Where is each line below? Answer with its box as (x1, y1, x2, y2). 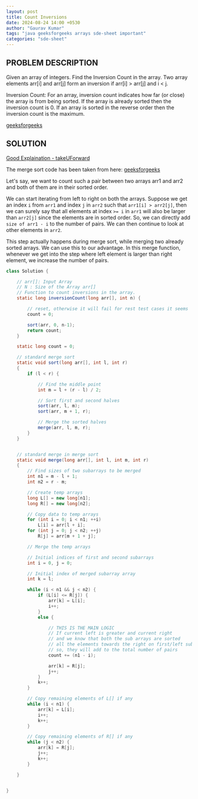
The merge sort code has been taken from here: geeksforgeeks (6, 166, 160, 173)
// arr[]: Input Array (16, 279, 72, 285)
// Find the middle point (37, 381, 101, 387)
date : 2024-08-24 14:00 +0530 (6, 19, 81, 25)
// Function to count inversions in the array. (16, 290, 136, 296)
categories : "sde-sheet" (6, 36, 67, 42)
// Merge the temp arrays (27, 544, 91, 550)
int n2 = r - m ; (27, 479, 67, 485)
